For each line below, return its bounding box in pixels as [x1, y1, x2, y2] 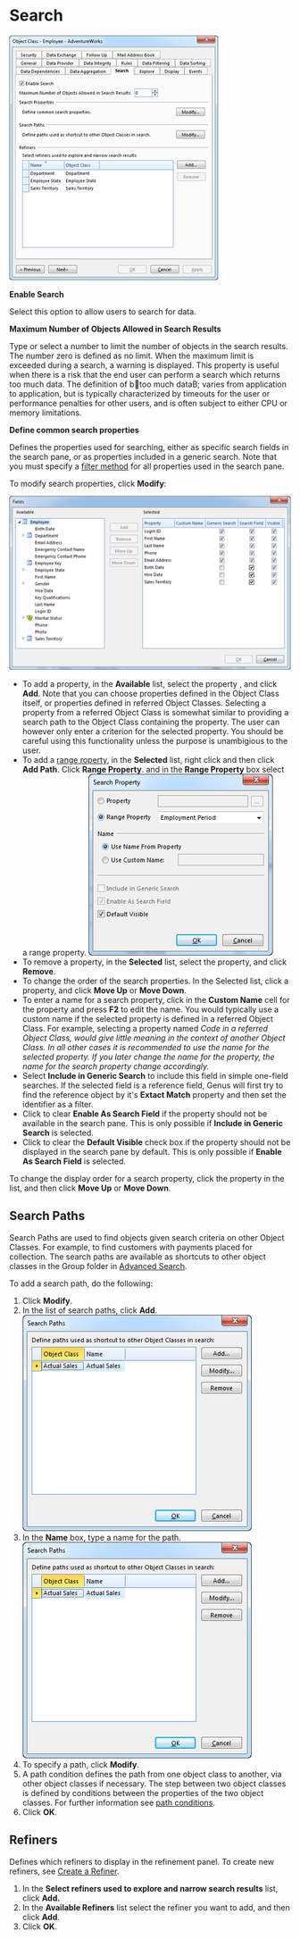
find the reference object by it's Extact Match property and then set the [21, 1089, 287, 1099]
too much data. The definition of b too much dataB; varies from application [9, 379, 287, 389]
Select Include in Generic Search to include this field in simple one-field [21, 1070, 288, 1081]
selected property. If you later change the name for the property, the [21, 1051, 275, 1062]
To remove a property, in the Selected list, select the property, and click [21, 957, 287, 967]
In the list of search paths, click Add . [21, 1305, 158, 1316]
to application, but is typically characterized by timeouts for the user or [9, 388, 271, 398]
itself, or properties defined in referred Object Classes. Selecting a [21, 698, 266, 708]
